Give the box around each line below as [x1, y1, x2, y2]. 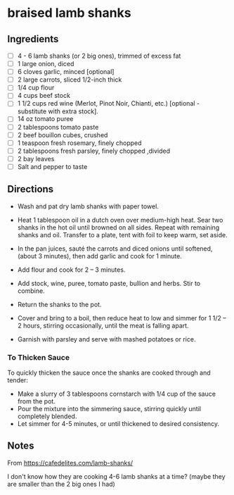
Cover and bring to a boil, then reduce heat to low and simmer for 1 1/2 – [17, 313, 226, 322]
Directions [7, 183, 54, 195]
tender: [7, 375, 28, 384]
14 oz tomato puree [17, 115, 74, 123]
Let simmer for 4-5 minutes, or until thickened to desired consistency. [17, 419, 220, 427]
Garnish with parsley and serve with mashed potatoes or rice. [17, 334, 196, 343]
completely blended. [17, 412, 77, 420]
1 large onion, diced [17, 60, 74, 68]
